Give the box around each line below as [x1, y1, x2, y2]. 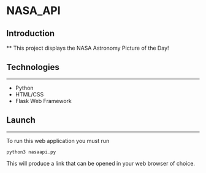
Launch [6, 115, 36, 126]
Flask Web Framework [15, 97, 72, 104]
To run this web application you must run [6, 137, 110, 144]
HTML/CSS [15, 90, 44, 98]
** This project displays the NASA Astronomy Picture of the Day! [6, 44, 170, 52]
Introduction [6, 28, 55, 39]
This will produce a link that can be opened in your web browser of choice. [6, 160, 195, 167]
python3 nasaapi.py [6, 148, 56, 155]
